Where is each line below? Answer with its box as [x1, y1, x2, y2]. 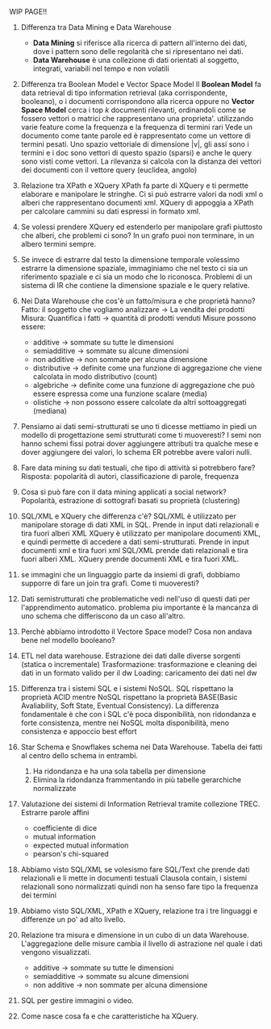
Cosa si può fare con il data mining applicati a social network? [20, 487, 227, 497]
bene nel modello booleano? [20, 635, 115, 644]
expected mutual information [32, 840, 129, 850]
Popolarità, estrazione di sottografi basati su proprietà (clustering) [20, 496, 240, 505]
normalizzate [32, 784, 77, 793]
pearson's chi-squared [32, 849, 110, 858]
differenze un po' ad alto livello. [20, 914, 126, 924]
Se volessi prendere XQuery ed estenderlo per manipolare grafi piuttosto [20, 222, 263, 231]
